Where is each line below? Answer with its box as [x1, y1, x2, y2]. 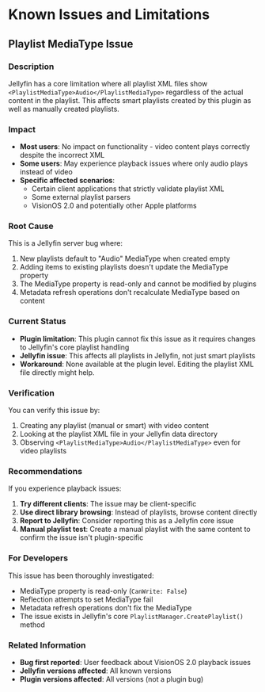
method [19, 620, 46, 629]
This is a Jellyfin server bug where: [8, 239, 123, 248]
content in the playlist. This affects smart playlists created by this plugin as [8, 95, 252, 105]
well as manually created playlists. [8, 104, 120, 113]
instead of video [19, 167, 73, 177]
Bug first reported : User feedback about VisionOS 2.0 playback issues [19, 657, 252, 667]
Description [8, 61, 55, 72]
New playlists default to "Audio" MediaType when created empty [19, 254, 231, 263]
